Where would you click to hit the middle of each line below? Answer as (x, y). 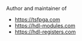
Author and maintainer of (36, 8)
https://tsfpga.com (37, 19)
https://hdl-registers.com (45, 32)
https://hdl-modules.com (45, 26)
